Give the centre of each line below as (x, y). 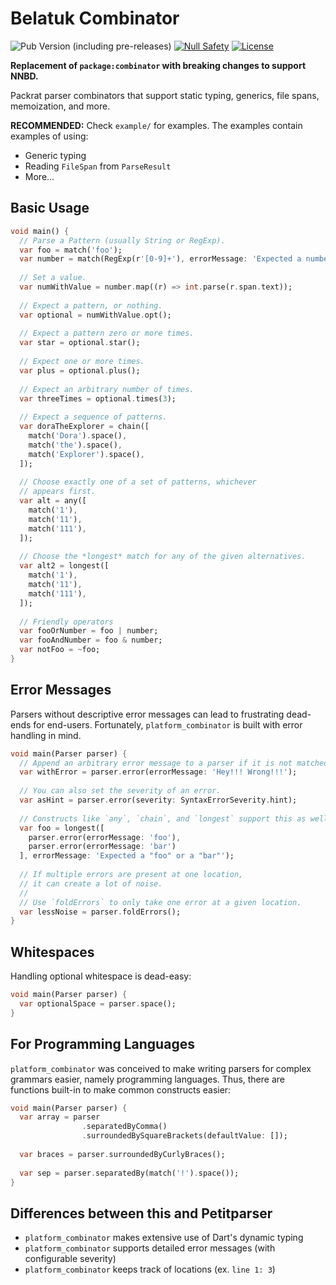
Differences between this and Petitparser (141, 1213)
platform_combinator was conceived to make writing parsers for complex (161, 1068)
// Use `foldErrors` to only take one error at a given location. (160, 902)
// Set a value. (53, 278)
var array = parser (60, 1117)
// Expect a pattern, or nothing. (91, 305)
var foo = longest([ (62, 828)
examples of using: (49, 136)
